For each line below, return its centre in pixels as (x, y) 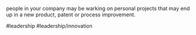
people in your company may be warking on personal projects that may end (98, 8)
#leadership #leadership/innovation (49, 26)
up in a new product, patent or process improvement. (71, 15)
